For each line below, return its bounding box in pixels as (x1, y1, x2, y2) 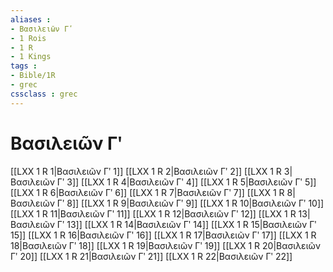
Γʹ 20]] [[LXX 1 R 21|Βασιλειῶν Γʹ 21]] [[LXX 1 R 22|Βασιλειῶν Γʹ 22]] (10, 250, 293, 262)
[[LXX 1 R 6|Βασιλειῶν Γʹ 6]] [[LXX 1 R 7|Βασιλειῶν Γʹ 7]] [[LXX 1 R (10, 186, 285, 198)
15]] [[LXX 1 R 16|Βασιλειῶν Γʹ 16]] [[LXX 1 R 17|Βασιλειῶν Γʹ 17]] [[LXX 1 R (10, 229, 317, 241)
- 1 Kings (10, 52, 52, 62)
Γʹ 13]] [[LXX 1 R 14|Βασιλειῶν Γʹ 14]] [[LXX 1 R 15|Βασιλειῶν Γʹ (56, 218, 317, 230)
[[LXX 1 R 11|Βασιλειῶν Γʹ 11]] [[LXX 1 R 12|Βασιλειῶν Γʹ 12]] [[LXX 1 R (10, 207, 297, 220)
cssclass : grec (10, 89, 78, 99)
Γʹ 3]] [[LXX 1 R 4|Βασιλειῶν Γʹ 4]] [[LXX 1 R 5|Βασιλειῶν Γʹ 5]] (56, 176, 317, 188)
